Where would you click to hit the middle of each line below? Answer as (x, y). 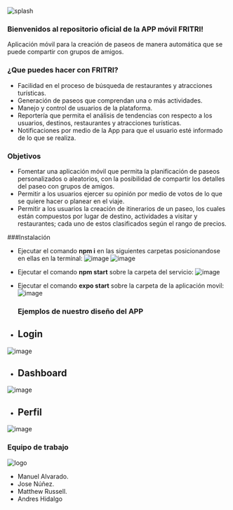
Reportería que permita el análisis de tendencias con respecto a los (115, 115)
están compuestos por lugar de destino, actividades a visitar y (107, 216)
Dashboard (42, 373)
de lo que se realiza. (47, 138)
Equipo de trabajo (38, 447)
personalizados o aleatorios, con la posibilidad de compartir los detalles (121, 179)
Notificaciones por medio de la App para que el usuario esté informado (120, 130)
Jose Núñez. (36, 484)
